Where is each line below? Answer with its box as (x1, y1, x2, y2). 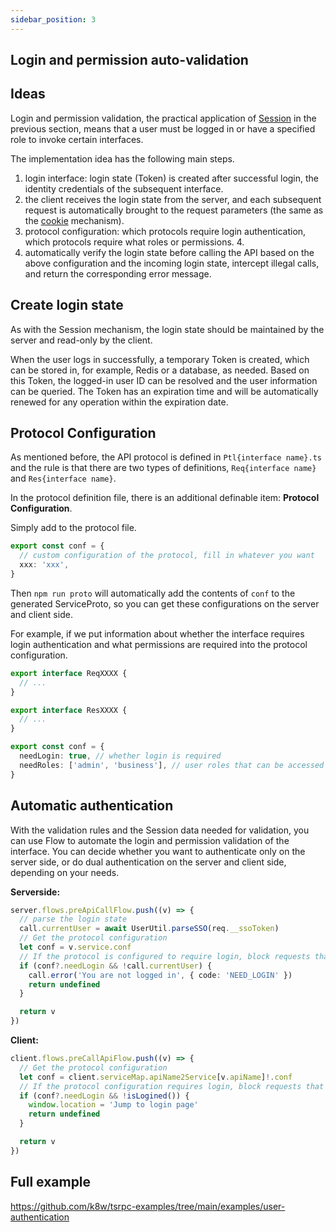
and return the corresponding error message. (24, 267, 212, 280)
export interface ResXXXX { (10, 705, 128, 715)
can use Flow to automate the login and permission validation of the (10, 834, 290, 846)
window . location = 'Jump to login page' (28, 1100, 199, 1110)
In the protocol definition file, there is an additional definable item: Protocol (10, 492, 320, 504)
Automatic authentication (10, 797, 174, 815)
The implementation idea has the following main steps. (10, 152, 235, 165)
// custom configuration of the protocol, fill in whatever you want (19, 551, 315, 561)
